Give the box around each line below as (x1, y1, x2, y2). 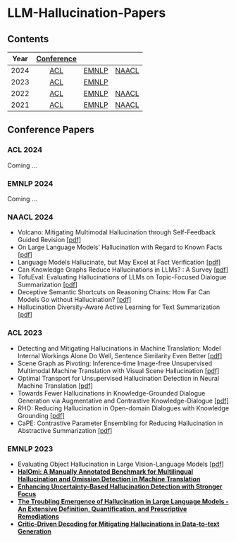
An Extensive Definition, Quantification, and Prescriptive (17, 505, 187, 513)
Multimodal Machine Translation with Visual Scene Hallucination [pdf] (17, 366, 220, 374)
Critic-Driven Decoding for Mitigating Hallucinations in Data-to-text (17, 519, 220, 528)
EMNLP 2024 (7, 178, 54, 188)
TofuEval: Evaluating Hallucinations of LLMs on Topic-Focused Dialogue (17, 273, 227, 282)
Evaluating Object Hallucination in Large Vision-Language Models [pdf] (17, 460, 224, 468)
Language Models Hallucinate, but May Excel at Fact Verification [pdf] (17, 258, 221, 267)
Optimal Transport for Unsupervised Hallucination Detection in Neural (17, 374, 220, 382)
